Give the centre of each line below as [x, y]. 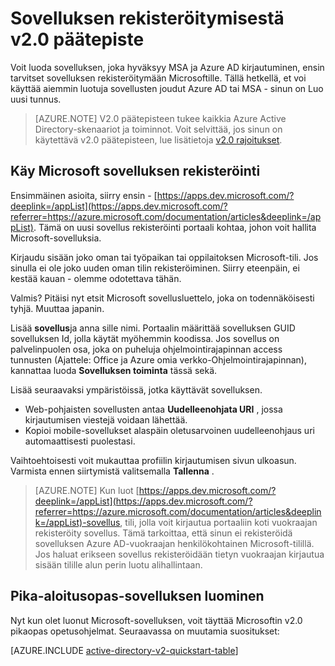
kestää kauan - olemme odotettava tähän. [96, 278]
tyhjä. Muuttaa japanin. [57, 308]
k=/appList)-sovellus [77, 522]
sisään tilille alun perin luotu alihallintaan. [118, 564]
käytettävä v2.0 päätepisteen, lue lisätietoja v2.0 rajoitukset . [158, 139]
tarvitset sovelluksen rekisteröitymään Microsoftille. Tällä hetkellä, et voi [158, 78]
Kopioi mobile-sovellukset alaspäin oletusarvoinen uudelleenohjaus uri [169, 430]
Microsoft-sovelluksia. [56, 238]
